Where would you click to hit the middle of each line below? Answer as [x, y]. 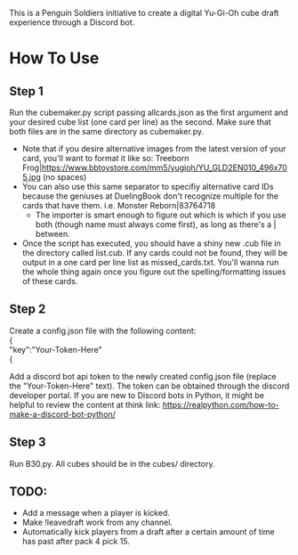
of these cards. [50, 281]
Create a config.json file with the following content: [103, 331]
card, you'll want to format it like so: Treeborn [105, 158]
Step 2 [28, 310]
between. [52, 234]
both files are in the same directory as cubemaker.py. [107, 131]
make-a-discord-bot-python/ [62, 414]
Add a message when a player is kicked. [96, 513]
